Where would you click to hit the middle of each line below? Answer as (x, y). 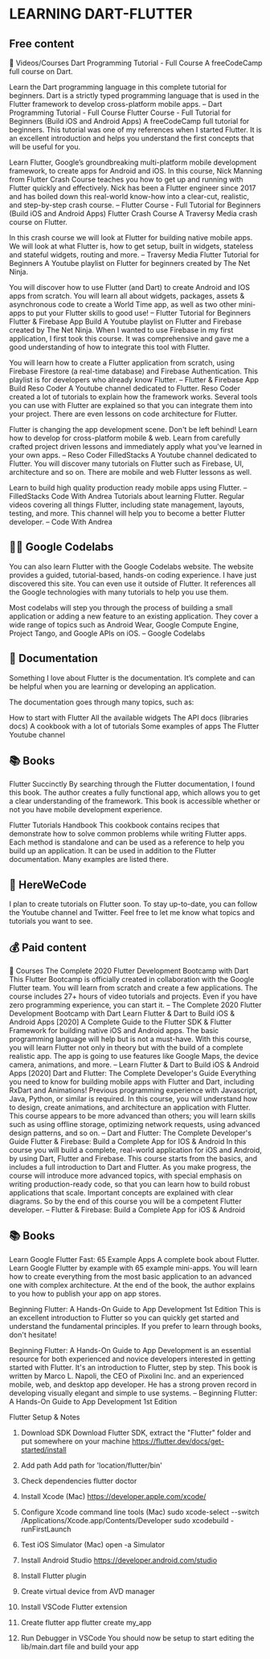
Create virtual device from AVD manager (88, 1591)
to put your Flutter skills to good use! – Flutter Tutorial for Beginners (139, 313)
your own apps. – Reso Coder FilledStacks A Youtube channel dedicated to (133, 455)
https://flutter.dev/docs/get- (178, 1441)
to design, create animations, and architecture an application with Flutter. (130, 1107)
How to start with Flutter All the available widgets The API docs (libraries (129, 717)
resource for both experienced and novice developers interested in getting (133, 1359)
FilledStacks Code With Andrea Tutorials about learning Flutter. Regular (127, 496)
